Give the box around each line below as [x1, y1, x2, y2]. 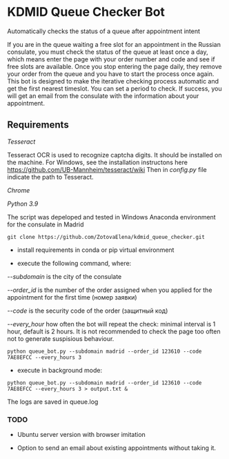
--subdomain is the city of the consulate [7, 272, 122, 280]
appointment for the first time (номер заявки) [7, 293, 137, 301]
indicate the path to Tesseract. [7, 173, 94, 181]
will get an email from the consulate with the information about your [7, 91, 199, 100]
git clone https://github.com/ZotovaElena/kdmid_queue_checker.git [7, 233, 206, 240]
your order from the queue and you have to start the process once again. [7, 70, 215, 78]
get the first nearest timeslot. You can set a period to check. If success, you [7, 84, 222, 92]
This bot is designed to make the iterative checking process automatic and [7, 77, 219, 85]
